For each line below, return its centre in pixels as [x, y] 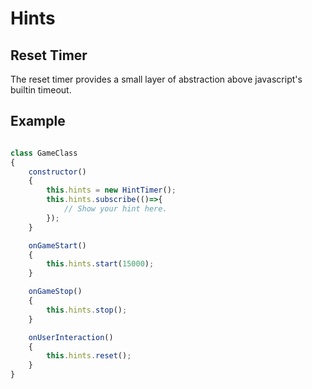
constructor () [57, 172]
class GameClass [44, 153]
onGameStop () [55, 292]
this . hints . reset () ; [89, 356]
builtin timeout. [41, 90]
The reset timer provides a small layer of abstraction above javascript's [156, 79]
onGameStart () [57, 245]
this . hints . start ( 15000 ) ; [100, 264]
